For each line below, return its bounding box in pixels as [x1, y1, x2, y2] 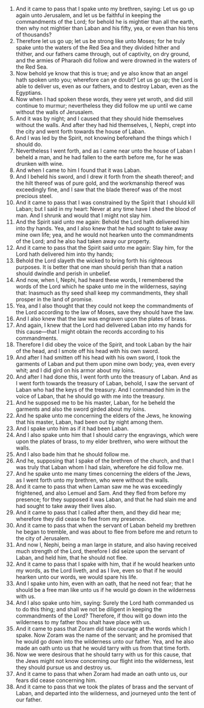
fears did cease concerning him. [15, 677, 97, 684]
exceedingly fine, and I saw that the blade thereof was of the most [15, 186, 182, 193]
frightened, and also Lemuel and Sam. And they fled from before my [15, 489, 186, 497]
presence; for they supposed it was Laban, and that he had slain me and [15, 496, 197, 503]
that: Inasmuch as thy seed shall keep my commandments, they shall [15, 289, 188, 297]
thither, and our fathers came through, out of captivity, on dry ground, [15, 50, 191, 57]
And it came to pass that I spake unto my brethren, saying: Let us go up [15, 5, 195, 12]
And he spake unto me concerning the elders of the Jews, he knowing [15, 412, 192, 419]
